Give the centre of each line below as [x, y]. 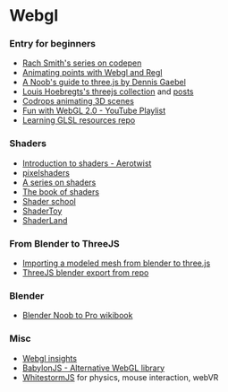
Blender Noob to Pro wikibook [77, 316]
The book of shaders [61, 192]
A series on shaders [59, 182]
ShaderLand [45, 220]
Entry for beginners [53, 44]
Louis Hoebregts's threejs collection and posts [108, 91]
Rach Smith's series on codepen [82, 63]
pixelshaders [46, 172]
